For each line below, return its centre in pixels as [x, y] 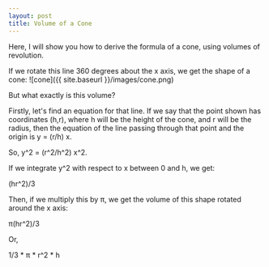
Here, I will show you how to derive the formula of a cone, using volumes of [134, 46]
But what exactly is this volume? [62, 95]
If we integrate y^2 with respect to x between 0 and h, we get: [112, 167]
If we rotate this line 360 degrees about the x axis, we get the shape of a [130, 70]
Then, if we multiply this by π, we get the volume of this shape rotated [125, 199]
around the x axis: [38, 208]
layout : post [30, 16]
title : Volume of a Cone [50, 23]
